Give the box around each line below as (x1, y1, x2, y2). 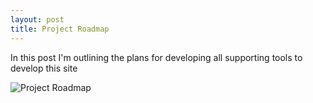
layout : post (10, 14, 65, 25)
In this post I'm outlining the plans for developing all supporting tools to (10, 51, 303, 63)
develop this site (10, 62, 78, 74)
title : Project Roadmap (10, 24, 110, 34)
